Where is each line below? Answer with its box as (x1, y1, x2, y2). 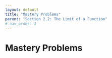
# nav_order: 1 (5, 21, 37, 26)
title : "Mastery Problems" (5, 12, 61, 17)
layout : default (5, 7, 39, 12)
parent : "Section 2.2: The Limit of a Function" (5, 16, 108, 21)
